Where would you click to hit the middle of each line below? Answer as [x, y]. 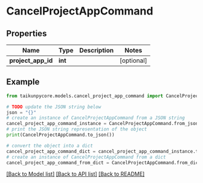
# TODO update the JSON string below [54, 107]
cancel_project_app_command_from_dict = [58, 162]
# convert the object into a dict [50, 146]
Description [96, 50]
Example [23, 82]
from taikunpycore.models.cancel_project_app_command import [85, 96]
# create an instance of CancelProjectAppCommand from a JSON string [96, 118]
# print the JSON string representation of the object [77, 129]
